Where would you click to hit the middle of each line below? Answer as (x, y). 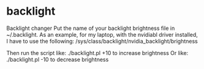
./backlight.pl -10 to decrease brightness (58, 59)
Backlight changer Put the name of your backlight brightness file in (91, 28)
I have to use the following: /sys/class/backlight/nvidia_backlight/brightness (102, 41)
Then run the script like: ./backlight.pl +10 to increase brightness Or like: (97, 53)
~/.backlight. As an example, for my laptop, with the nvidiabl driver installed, (102, 34)
